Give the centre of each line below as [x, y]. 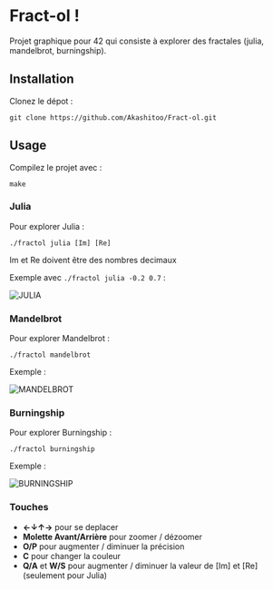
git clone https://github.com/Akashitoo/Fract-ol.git [113, 118]
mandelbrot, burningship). [58, 50]
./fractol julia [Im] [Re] [60, 243]
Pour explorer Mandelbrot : [60, 339]
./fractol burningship [52, 449]
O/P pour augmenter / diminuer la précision [103, 546]
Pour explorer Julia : [47, 226]
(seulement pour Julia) [64, 575]
